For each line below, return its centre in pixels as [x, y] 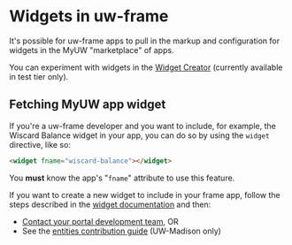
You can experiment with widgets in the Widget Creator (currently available [146, 67]
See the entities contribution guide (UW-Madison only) [121, 231]
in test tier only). [39, 76]
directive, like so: [40, 144]
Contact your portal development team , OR [100, 221]
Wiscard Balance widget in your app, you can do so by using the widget [139, 135]
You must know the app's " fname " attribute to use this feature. [122, 178]
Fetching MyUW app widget [88, 105]
